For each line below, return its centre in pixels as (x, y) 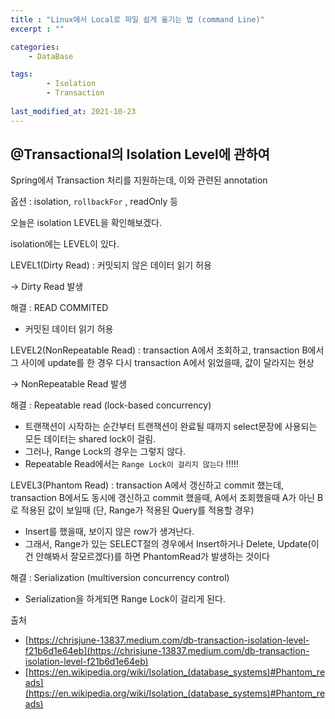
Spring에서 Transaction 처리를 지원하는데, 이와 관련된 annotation (139, 180)
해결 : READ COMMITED (59, 308)
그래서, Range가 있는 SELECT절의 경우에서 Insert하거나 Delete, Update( (168, 544)
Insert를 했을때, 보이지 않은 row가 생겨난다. (109, 532)
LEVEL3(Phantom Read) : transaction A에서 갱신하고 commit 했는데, (147, 485)
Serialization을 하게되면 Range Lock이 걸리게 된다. (125, 599)
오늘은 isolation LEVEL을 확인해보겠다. (86, 223)
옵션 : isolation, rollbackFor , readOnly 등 (94, 202)
